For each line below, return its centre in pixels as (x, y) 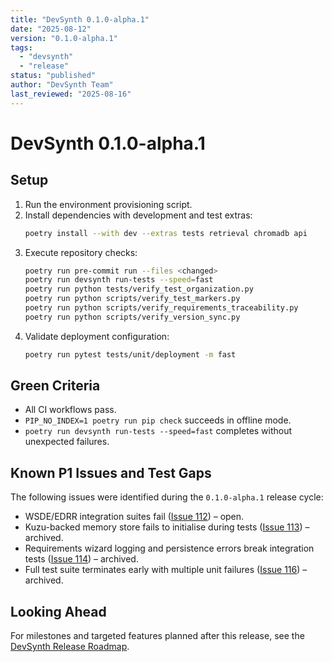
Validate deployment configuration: (97, 336)
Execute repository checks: (81, 252)
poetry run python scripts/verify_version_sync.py (132, 317)
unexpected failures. (67, 442)
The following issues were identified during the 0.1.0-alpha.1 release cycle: (167, 497)
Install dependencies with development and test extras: (138, 215)
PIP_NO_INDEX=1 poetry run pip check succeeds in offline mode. (158, 420)
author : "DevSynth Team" (62, 85)
